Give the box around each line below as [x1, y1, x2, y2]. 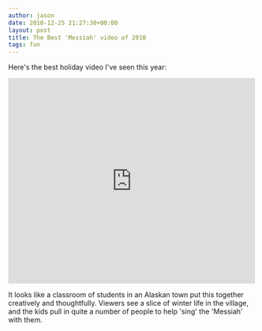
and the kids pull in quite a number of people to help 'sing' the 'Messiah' [8, 307, 243, 316]
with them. [8, 315, 43, 325]
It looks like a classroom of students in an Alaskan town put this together [8, 290, 245, 299]
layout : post [8, 26, 51, 34]
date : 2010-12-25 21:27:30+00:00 [8, 19, 118, 27]
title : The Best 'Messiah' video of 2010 [8, 33, 147, 42]
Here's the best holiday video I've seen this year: [8, 62, 167, 72]
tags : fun [8, 41, 41, 49]
